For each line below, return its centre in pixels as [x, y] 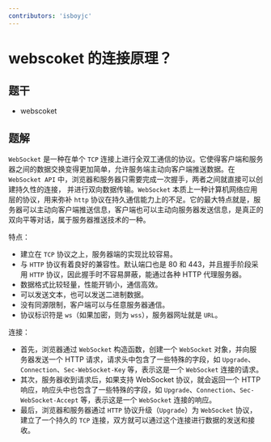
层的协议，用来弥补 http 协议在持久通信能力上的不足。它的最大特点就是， [131, 200]
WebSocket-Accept [49, 401]
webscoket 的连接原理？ [91, 58]
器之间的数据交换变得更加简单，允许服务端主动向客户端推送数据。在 [122, 169]
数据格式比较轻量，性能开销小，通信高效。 [91, 285]
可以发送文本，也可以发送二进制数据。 [84, 295]
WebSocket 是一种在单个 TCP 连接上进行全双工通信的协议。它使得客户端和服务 [136, 159]
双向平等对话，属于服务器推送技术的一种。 [79, 220]
